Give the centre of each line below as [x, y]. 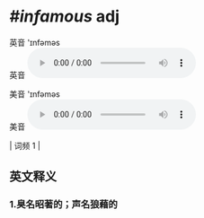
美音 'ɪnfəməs [35, 94]
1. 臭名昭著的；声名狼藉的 [64, 205]
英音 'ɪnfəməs [35, 42]
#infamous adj [64, 17]
